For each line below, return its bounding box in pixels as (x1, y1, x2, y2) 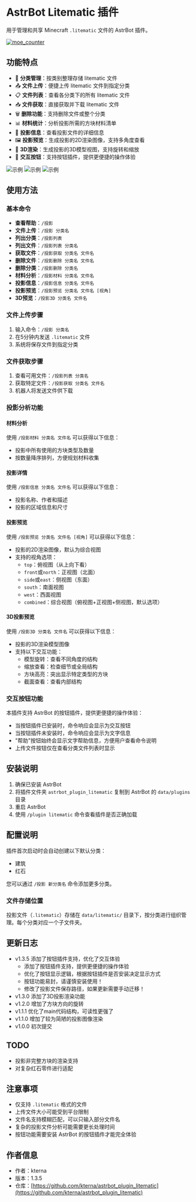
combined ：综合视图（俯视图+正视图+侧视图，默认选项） (23, 598, 163, 606)
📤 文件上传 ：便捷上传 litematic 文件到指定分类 (14, 82, 130, 89)
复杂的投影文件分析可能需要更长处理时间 (14, 1123, 115, 1131)
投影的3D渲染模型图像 (14, 640, 70, 648)
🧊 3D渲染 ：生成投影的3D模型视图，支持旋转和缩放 (14, 145, 140, 153)
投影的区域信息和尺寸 (14, 503, 68, 511)
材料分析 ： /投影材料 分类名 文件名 (14, 272, 95, 279)
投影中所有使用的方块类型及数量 (14, 446, 94, 454)
